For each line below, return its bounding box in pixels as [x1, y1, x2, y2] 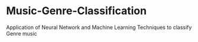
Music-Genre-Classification [6, 4, 147, 18]
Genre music [6, 30, 37, 37]
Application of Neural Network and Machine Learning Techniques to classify [6, 24, 192, 31]
